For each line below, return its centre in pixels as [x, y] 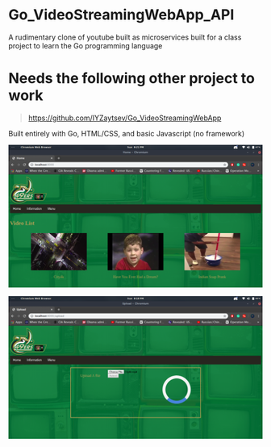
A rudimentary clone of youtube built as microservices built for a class [125, 37]
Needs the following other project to [132, 79]
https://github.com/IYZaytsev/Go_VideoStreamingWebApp [125, 118]
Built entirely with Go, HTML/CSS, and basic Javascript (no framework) [127, 133]
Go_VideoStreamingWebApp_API [121, 15]
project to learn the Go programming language [85, 45]
